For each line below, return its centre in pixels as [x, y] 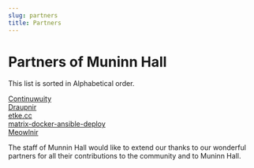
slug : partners [33, 15]
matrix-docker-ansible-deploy [57, 124]
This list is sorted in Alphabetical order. [71, 84]
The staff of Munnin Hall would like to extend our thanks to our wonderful [127, 147]
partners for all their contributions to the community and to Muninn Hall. [125, 156]
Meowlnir [23, 133]
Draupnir [22, 107]
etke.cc [21, 116]
